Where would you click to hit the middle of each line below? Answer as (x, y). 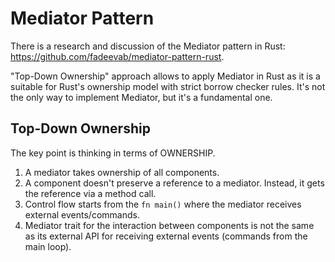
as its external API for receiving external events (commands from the (166, 236)
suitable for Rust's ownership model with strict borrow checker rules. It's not (168, 86)
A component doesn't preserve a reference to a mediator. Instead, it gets (174, 183)
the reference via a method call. (90, 193)
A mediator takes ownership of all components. (122, 172)
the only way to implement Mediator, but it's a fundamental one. (141, 97)
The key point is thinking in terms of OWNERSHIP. (113, 153)
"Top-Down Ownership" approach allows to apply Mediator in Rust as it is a (165, 76)
